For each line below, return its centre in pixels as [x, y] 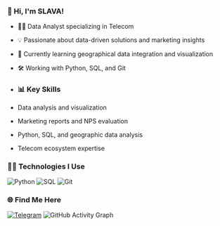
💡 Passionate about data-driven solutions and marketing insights [111, 40]
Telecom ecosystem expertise [61, 148]
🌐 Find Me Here [34, 199]
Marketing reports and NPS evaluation [73, 121]
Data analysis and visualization [62, 107]
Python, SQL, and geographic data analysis [80, 134]
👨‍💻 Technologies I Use [46, 166]
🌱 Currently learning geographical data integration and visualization [115, 54]
